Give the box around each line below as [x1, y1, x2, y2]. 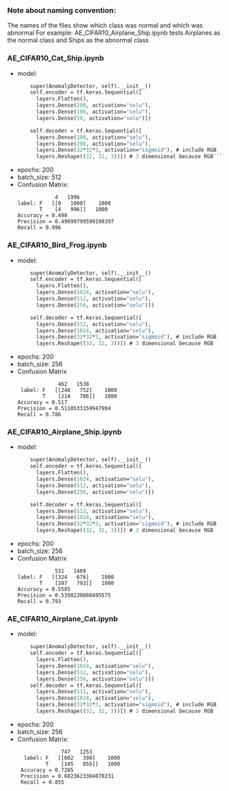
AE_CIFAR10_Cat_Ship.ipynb [7, 53, 104, 63]
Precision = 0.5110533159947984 [17, 405, 111, 412]
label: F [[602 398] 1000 [24, 754, 121, 761]
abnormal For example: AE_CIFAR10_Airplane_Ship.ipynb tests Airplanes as [7, 28, 221, 37]
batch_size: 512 [17, 173, 62, 182]
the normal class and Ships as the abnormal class [7, 36, 149, 44]
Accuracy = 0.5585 [17, 586, 71, 593]
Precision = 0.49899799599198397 [17, 218, 114, 226]
